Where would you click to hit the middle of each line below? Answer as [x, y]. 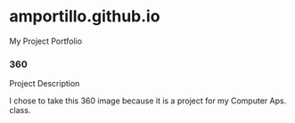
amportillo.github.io [85, 16]
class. [20, 111]
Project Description [45, 84]
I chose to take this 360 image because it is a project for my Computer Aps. [148, 101]
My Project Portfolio [46, 41]
